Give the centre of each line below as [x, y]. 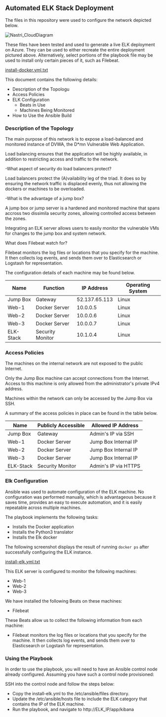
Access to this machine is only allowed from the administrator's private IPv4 [82, 384]
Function [54, 288]
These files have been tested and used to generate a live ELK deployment [80, 45]
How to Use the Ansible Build [42, 115]
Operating [138, 285]
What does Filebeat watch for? [36, 243]
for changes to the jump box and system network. [56, 233]
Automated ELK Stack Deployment [59, 8]
